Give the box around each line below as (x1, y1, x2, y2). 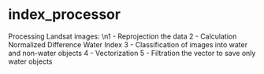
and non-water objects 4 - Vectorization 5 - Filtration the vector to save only (8, 48, 256, 57)
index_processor (8, 6, 121, 24)
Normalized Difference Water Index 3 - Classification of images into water (8, 39, 248, 49)
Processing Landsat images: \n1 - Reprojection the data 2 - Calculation (8, 31, 237, 41)
